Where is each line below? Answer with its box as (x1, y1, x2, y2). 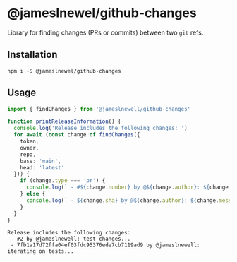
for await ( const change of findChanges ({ (13, 131, 140, 138)
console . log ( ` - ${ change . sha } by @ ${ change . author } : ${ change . (25, 196, 219, 204)
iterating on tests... (7, 248, 74, 255)
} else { (20, 191, 46, 198)
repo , (20, 150, 37, 158)
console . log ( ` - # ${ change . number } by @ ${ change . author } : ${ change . (25, 184, 232, 191)
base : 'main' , (20, 157, 61, 165)
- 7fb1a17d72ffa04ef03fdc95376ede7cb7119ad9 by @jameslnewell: (10, 242, 200, 249)
